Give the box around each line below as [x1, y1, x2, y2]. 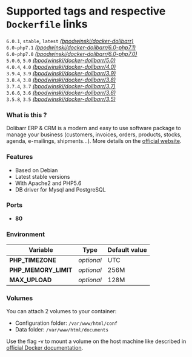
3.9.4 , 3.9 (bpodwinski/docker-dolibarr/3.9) [6, 69, 116, 77]
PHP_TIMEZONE [9, 256, 56, 265]
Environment [6, 230, 45, 238]
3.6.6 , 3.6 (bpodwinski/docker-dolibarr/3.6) [6, 89, 116, 96]
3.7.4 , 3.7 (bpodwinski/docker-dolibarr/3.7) [6, 82, 116, 89]
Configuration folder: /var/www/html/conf [15, 319, 118, 327]
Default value [107, 246, 147, 254]
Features [6, 153, 33, 161]
